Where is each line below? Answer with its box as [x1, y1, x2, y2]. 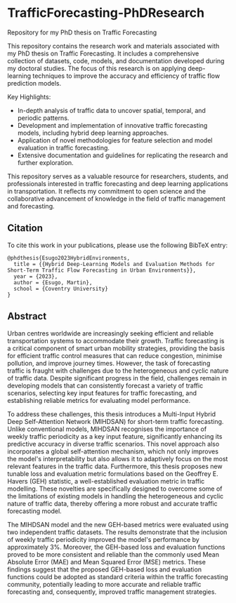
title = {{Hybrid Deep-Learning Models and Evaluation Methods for [13, 260, 216, 267]
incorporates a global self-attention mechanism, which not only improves [7, 447, 219, 456]
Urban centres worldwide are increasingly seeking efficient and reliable [7, 329, 214, 338]
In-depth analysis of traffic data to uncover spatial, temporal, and [17, 106, 206, 114]
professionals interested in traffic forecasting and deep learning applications [7, 179, 228, 187]
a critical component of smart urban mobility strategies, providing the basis [7, 344, 225, 352]
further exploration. [17, 158, 74, 166]
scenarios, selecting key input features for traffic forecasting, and [7, 388, 197, 397]
